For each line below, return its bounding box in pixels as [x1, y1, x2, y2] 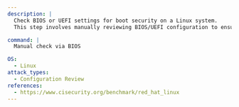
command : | [7, 36, 40, 43]
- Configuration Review [14, 75, 84, 82]
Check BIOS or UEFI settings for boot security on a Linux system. [14, 17, 218, 24]
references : [7, 82, 43, 89]
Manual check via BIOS [14, 43, 81, 50]
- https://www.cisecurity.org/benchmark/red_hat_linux [14, 89, 180, 96]
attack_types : [7, 69, 50, 76]
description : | [7, 10, 53, 18]
